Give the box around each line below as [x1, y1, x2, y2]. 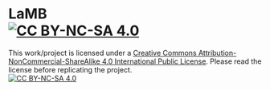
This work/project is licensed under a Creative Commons [8, 48, 197, 57]
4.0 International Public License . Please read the [101, 57, 262, 66]
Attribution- [198, 48, 237, 57]
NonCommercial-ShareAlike [8, 57, 100, 66]
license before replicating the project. [8, 65, 133, 74]
